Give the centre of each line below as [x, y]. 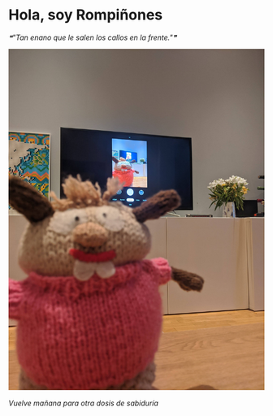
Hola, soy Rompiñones [86, 15]
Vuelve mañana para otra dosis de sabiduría [83, 403]
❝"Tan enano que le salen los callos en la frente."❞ [93, 37]
